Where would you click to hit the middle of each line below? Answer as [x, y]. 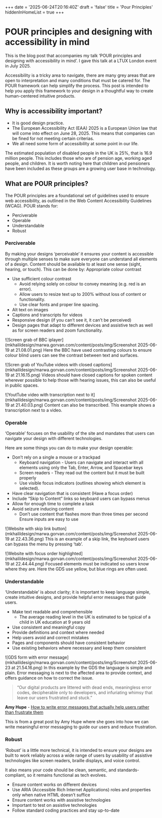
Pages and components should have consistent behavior [69, 643]
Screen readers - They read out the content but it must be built [82, 473]
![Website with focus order [31, 554]
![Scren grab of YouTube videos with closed [49, 364]
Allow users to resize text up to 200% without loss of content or [83, 294]
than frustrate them [24, 712]
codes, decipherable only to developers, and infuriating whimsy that [85, 693]
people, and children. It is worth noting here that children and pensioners [78, 163]
